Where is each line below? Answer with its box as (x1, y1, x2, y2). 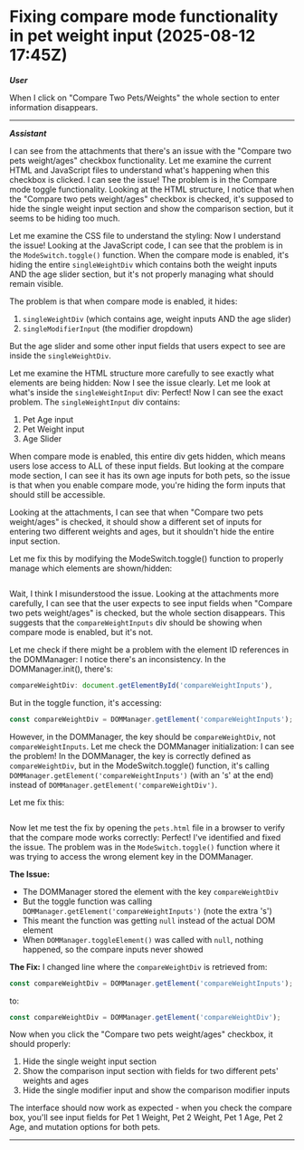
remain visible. (9, 278, 64, 289)
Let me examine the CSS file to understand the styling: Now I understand (9, 230, 281, 241)
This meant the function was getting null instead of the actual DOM (22, 915, 276, 926)
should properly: (9, 1039, 71, 1050)
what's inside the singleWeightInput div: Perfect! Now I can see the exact (9, 386, 283, 397)
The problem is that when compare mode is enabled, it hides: (9, 296, 238, 307)
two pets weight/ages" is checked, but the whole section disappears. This (9, 607, 286, 618)
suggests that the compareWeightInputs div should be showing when (9, 617, 262, 628)
